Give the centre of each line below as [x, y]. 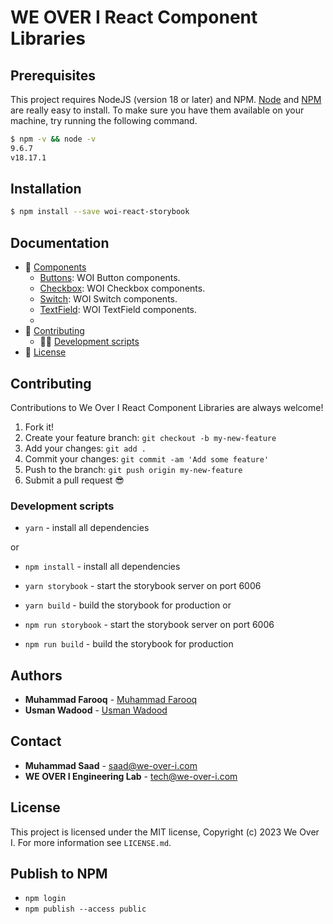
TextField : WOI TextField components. [118, 310]
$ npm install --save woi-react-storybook [100, 212]
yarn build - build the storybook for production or [128, 605]
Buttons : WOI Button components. [110, 278]
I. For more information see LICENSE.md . [91, 842]
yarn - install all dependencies [87, 528]
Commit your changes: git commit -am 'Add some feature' [147, 458]
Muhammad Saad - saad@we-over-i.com [111, 765]
